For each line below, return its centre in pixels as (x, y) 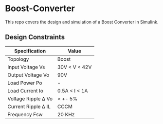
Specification (30, 51)
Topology (18, 59)
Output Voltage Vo (28, 75)
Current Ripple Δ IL (29, 106)
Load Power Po (25, 83)
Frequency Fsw (25, 114)
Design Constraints (35, 37)
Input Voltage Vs (26, 67)
